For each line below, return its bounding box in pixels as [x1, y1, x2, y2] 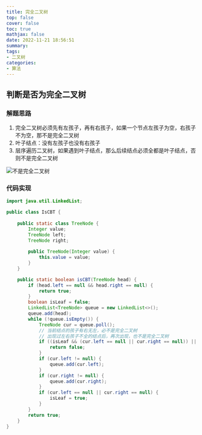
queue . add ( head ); [28, 310, 72, 317]
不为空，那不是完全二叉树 [15, 132, 79, 139]
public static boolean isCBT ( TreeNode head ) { [17, 276, 137, 283]
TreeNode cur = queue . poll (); [38, 321, 115, 328]
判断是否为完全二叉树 [6, 89, 86, 100]
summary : [6, 43, 29, 49]
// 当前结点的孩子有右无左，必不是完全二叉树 [38, 327, 138, 334]
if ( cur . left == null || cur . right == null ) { [38, 389, 159, 396]
